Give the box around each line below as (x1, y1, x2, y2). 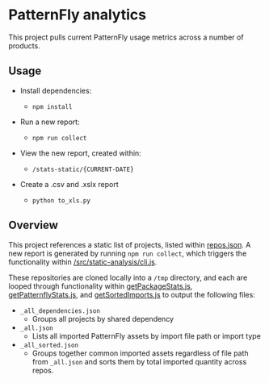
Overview (8, 219, 59, 232)
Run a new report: (19, 117, 80, 127)
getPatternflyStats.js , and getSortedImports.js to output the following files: (8, 289, 256, 299)
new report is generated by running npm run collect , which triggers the (8, 248, 247, 258)
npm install (32, 102, 73, 110)
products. (8, 40, 40, 50)
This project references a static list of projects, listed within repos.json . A (8, 239, 251, 249)
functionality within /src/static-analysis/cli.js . (8, 256, 158, 267)
